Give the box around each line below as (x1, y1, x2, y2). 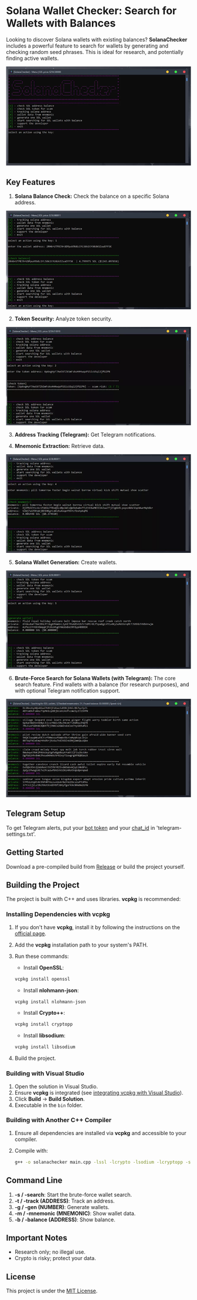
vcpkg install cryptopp (14, 1021, 73, 1028)
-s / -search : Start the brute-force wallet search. (14, 1191, 133, 1198)
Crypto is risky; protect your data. (14, 1255, 96, 1262)
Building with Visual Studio (6, 1069, 84, 1078)
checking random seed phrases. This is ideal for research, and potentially (6, 48, 184, 55)
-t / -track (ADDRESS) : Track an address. (14, 1197, 115, 1204)
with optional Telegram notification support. (14, 687, 120, 694)
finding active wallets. (6, 55, 59, 62)
